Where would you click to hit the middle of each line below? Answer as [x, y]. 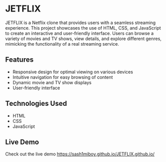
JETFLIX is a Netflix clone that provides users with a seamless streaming [80, 23]
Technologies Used [36, 104]
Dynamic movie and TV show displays [52, 82]
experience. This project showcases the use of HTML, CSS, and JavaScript [83, 28]
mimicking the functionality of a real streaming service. [62, 44]
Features [19, 60]
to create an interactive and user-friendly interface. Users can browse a [79, 33]
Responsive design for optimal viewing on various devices [73, 72]
